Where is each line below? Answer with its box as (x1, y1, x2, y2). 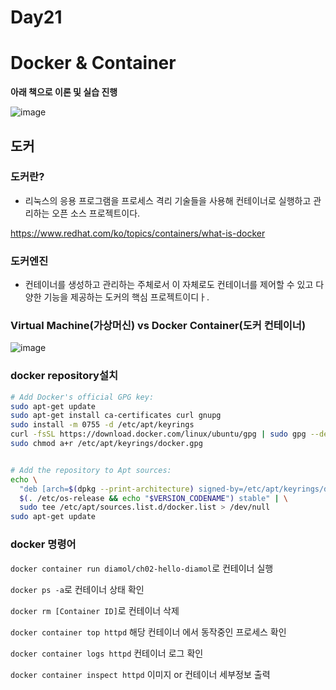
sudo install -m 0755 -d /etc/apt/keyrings (10, 420, 195, 430)
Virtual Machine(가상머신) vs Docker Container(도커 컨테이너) (10, 319, 307, 333)
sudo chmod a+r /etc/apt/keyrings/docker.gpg (10, 439, 203, 449)
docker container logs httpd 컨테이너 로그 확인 (10, 647, 204, 659)
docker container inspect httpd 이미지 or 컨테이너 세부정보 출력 (10, 668, 271, 680)
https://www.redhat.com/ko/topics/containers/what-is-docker (10, 227, 266, 239)
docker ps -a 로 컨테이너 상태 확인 (10, 583, 145, 595)
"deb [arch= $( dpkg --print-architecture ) (19, 484, 195, 494)
